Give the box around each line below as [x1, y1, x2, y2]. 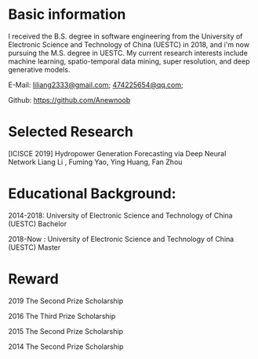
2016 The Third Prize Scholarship [8, 311, 116, 321]
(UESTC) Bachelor [8, 218, 67, 229]
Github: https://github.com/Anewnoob [8, 95, 131, 104]
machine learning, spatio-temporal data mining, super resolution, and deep [8, 57, 250, 66]
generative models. [8, 64, 71, 74]
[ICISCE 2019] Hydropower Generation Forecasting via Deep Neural [8, 148, 227, 158]
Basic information [8, 5, 126, 24]
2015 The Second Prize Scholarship [8, 326, 124, 335]
